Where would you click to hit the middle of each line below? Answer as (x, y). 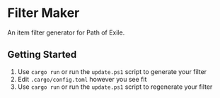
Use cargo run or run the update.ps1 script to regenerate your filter (115, 87)
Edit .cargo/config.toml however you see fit (82, 79)
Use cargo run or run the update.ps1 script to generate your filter (112, 71)
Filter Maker (44, 13)
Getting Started (42, 55)
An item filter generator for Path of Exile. (66, 32)
